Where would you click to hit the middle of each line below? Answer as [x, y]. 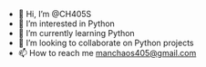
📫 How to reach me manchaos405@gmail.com [107, 53]
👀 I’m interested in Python [67, 24]
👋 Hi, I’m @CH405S [55, 14]
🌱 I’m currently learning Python [76, 33]
